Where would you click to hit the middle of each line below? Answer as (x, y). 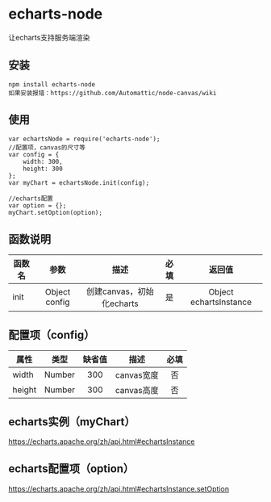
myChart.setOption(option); (56, 212)
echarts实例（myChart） (72, 422)
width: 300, (43, 161)
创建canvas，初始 (120, 291)
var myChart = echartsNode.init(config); (79, 182)
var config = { (34, 154)
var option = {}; (38, 205)
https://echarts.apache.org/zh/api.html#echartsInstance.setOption (119, 488)
